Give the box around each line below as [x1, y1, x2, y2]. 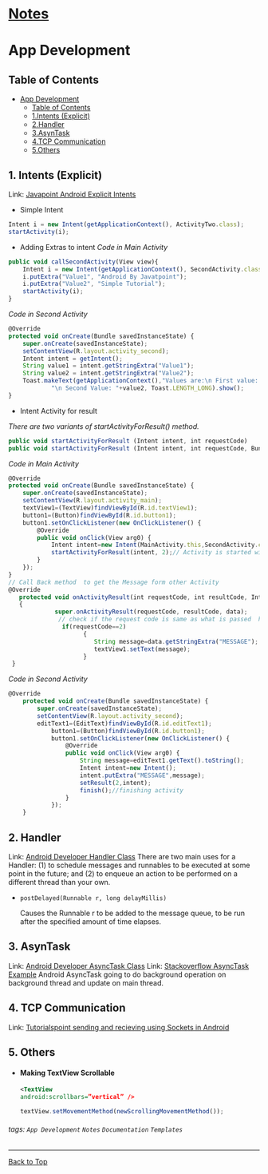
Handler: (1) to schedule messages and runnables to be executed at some [8, 860, 250, 870]
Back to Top [8, 1156, 48, 1166]
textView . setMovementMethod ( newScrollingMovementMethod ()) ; [19, 1107, 224, 1115]
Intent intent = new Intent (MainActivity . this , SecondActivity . [50, 541, 259, 549]
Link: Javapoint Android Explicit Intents [8, 189, 136, 199]
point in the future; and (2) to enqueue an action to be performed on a [8, 868, 238, 879]
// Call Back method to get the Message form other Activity [8, 578, 219, 586]
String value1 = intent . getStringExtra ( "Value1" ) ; [22, 362, 195, 370]
